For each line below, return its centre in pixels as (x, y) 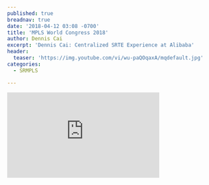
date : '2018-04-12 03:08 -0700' (53, 26)
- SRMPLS (26, 70)
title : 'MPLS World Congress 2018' (58, 32)
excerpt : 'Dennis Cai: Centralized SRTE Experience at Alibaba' (101, 45)
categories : (24, 64)
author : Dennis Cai (35, 39)
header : (18, 52)
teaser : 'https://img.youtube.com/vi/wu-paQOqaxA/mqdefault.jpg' (109, 58)
